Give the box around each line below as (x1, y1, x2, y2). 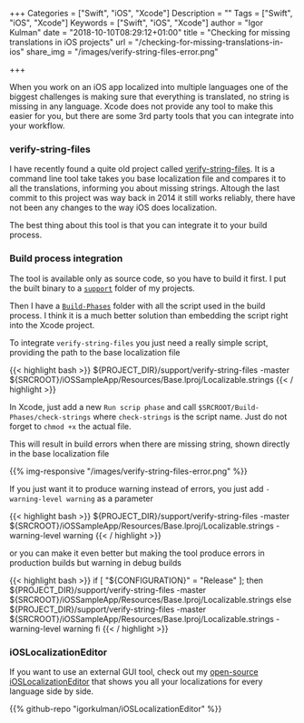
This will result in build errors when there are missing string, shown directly (9, 438, 290, 449)
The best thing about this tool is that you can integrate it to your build (9, 220, 268, 231)
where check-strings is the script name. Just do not (93, 411, 288, 422)
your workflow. (9, 120, 65, 131)
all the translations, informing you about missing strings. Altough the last (9, 183, 279, 194)
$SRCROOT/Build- (198, 403, 260, 412)
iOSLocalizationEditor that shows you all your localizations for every (9, 676, 263, 687)
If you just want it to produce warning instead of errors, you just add (9, 483, 264, 494)
